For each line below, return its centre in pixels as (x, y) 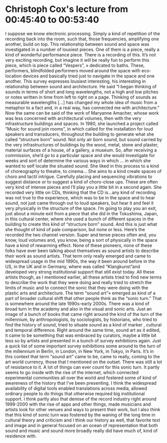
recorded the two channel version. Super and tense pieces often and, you (81, 235)
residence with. (21, 436)
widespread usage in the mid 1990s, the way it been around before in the (80, 261)
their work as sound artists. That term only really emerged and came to (78, 256)
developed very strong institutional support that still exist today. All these (80, 272)
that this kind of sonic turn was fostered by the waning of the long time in (80, 415)
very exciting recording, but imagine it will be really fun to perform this (77, 60)
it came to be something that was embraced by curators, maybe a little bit (81, 335)
